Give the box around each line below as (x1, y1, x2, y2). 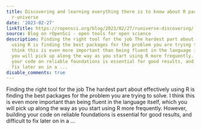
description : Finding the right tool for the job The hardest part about (6, 36, 194, 42)
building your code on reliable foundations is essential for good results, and (6, 111, 193, 118)
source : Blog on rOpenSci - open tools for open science (6, 31, 151, 37)
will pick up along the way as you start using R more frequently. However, (6, 105, 187, 112)
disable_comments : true (6, 70, 66, 75)
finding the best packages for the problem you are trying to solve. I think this (6, 92, 195, 99)
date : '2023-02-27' (6, 20, 55, 26)
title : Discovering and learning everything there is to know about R (6, 8, 186, 15)
